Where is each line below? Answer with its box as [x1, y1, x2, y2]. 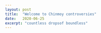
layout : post [5, 7, 32, 12]
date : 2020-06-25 [5, 16, 45, 21]
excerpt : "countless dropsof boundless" [5, 20, 88, 26]
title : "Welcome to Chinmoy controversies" [5, 12, 97, 16]
